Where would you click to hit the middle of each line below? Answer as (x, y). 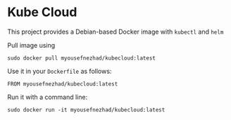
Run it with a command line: (48, 97)
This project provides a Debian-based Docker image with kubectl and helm (115, 32)
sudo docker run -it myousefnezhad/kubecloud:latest (86, 109)
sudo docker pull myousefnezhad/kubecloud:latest (82, 58)
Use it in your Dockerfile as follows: (60, 71)
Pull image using (31, 45)
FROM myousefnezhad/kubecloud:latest (63, 84)
